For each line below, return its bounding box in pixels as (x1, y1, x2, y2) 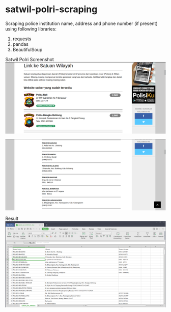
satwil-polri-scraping (5, 4, 98, 15)
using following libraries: (5, 25, 57, 32)
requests (12, 36, 32, 42)
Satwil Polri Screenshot (5, 56, 54, 62)
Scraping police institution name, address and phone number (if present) (5, 20, 158, 26)
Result (5, 215, 19, 222)
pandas (12, 41, 29, 47)
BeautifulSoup (12, 46, 43, 52)
